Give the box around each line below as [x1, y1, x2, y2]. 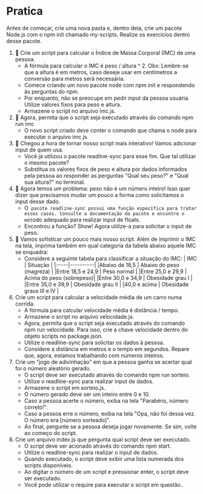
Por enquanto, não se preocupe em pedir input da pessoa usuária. [24, 94, 190, 102]
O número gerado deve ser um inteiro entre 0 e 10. [24, 391, 150, 398]
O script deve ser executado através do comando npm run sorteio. [24, 371, 191, 378]
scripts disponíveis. [24, 461, 73, 469]
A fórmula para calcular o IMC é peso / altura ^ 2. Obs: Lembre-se [24, 62, 189, 69]
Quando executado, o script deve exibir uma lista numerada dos [24, 455, 184, 462]
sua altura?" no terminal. [24, 178, 86, 186]
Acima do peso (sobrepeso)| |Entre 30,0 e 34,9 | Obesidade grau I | [24, 274, 193, 281]
